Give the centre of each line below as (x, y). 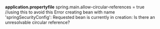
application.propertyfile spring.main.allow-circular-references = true (75, 7)
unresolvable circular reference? (37, 22)
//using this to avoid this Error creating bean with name (60, 12)
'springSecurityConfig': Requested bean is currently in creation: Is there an (80, 17)
